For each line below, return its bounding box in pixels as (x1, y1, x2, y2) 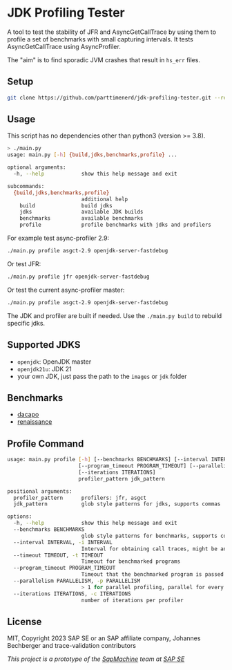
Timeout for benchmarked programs (81, 558, 181, 565)
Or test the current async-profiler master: (7, 286, 125, 294)
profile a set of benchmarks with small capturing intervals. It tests (7, 35, 193, 43)
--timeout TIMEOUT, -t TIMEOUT (13, 552, 104, 559)
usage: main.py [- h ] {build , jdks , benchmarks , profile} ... (7, 151, 177, 158)
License (7, 615, 42, 627)
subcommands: (7, 183, 45, 189)
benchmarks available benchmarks (19, 215, 144, 222)
